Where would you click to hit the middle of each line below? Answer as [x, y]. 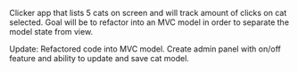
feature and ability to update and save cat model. [99, 58]
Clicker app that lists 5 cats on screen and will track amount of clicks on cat [148, 13]
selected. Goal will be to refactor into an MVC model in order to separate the [149, 22]
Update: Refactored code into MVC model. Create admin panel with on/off [145, 49]
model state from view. [51, 32]
